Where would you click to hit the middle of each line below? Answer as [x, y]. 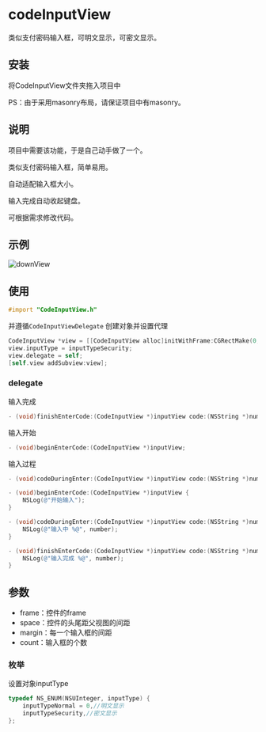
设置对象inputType [38, 684]
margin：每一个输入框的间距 [66, 633]
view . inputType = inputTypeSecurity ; [70, 348]
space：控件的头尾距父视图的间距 [75, 623]
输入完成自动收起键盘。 [46, 200]
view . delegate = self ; [46, 355]
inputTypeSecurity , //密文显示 [70, 714]
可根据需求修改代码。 [43, 217]
